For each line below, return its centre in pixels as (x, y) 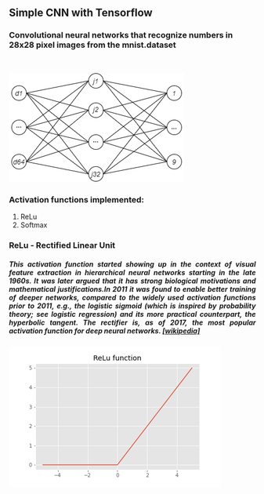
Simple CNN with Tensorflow (81, 13)
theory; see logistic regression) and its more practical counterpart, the (132, 314)
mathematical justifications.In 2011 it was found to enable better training (132, 289)
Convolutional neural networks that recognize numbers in (121, 35)
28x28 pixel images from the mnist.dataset (93, 45)
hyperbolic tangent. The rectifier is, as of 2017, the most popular (132, 322)
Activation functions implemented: (76, 199)
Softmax (34, 225)
